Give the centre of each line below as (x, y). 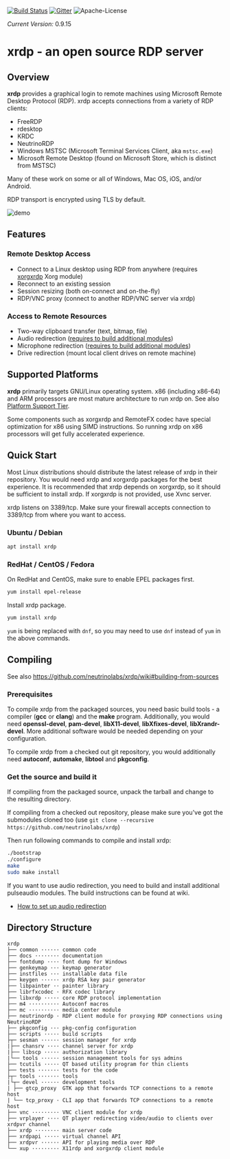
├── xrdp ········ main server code (59, 1130)
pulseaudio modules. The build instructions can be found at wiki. (99, 893)
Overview (28, 77)
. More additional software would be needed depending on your (113, 731)
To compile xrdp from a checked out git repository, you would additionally (112, 752)
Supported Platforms (53, 375)
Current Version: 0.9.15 (39, 24)
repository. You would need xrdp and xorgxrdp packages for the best (105, 479)
